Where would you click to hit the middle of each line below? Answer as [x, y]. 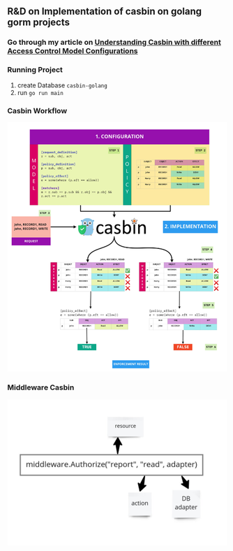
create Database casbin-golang [62, 85]
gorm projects [39, 23]
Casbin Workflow [37, 110]
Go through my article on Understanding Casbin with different [114, 43]
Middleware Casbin [41, 387]
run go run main [40, 92]
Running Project [35, 70]
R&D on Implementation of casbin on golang [105, 12]
